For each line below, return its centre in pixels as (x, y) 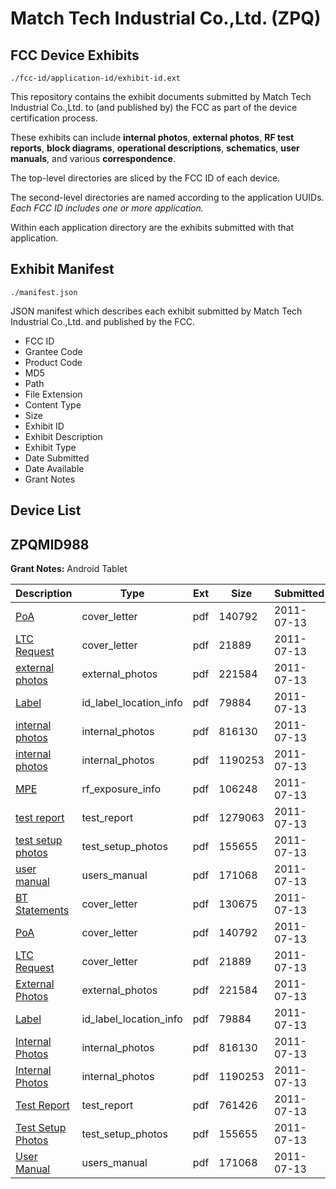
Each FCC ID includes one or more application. (107, 208)
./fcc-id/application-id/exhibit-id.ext (96, 78)
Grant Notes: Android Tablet (69, 569)
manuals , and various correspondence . (93, 158)
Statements (42, 910)
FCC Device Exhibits (75, 55)
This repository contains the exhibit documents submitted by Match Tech (161, 96)
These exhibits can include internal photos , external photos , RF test (152, 137)
